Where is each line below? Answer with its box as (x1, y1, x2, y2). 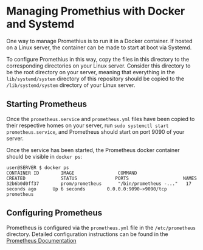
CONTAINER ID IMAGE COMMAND (6, 170, 137, 176)
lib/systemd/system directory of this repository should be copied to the (6, 75, 184, 82)
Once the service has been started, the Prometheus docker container (6, 146, 180, 153)
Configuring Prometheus (6, 208, 103, 218)
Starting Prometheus (6, 99, 87, 109)
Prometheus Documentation (6, 237, 77, 244)
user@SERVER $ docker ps (6, 164, 69, 171)
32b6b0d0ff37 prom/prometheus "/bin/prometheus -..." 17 (6, 181, 191, 187)
